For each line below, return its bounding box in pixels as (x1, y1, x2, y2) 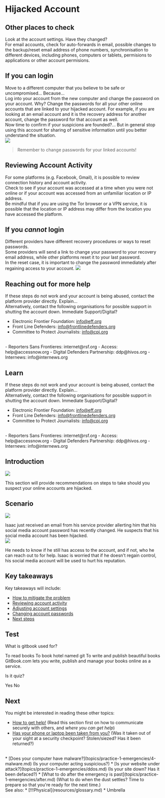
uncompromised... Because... (5, 90, 65, 96)
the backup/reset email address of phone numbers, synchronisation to (5, 47, 149, 53)
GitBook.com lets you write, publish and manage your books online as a (5, 658, 151, 664)
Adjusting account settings (12, 605, 67, 611)
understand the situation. (5, 132, 56, 138)
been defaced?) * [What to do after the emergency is (5, 771, 113, 777)
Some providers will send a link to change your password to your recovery (5, 249, 157, 255)
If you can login (5, 72, 53, 80)
